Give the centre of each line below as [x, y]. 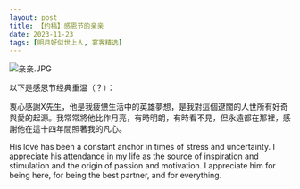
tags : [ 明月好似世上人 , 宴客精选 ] [66, 42]
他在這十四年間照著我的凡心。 [71, 129]
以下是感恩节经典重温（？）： [62, 88]
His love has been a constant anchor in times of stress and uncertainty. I [142, 147]
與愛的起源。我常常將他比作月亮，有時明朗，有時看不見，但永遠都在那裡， [146, 118]
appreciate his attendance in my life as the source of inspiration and [134, 156]
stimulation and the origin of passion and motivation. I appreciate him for [143, 166]
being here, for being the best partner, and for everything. [116, 176]
